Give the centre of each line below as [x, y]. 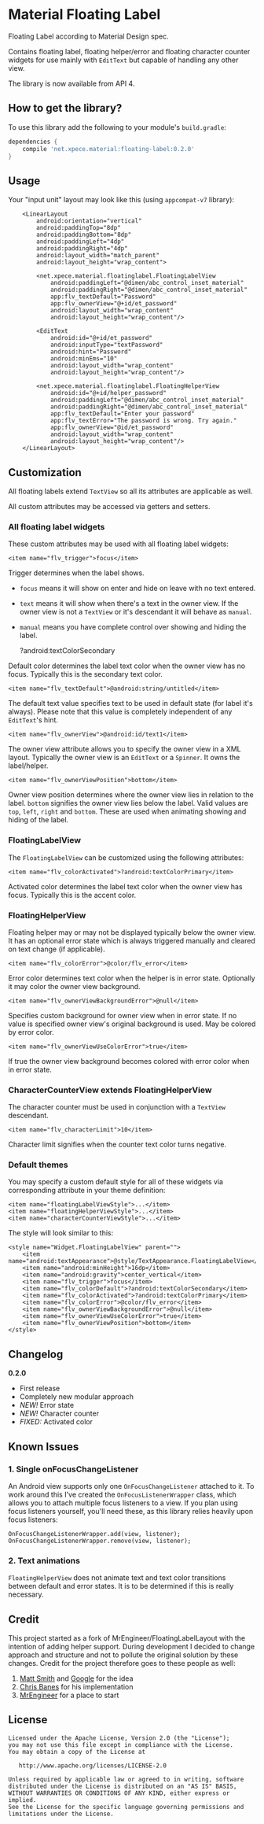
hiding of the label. [38, 820]
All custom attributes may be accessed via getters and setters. [109, 506]
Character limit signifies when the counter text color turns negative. [117, 1145]
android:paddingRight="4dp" [82, 249]
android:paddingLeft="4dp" [81, 242]
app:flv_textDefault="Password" [103, 297]
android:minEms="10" [84, 359]
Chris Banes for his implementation [76, 1687]
